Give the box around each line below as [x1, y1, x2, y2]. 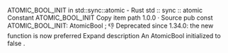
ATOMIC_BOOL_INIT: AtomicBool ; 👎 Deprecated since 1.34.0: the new [7, 21, 214, 30]
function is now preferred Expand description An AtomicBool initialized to [7, 32, 221, 40]
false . [7, 39, 25, 47]
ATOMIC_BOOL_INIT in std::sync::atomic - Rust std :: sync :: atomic [7, 6, 203, 14]
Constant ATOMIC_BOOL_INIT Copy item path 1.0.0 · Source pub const [7, 13, 214, 22]
